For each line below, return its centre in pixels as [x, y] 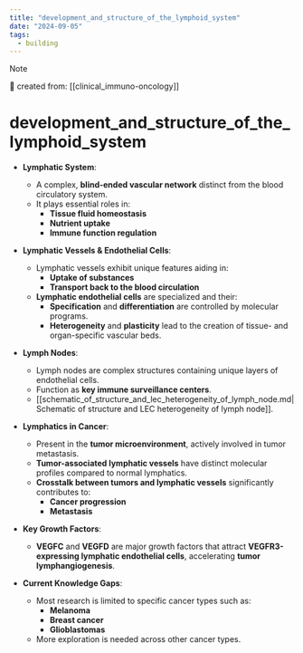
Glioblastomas [77, 629]
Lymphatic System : [59, 168]
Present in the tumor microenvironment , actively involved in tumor [161, 444]
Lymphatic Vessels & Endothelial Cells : [97, 251]
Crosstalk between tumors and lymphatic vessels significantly [155, 483]
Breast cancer [76, 620]
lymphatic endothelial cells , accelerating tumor [170, 556]
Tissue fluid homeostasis [98, 214]
